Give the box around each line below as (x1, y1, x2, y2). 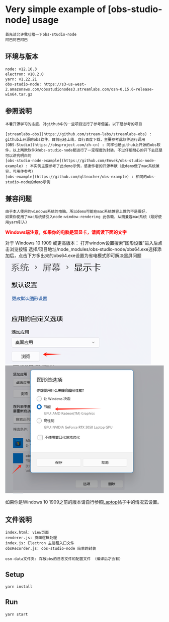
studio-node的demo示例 (5, 179, 51, 185)
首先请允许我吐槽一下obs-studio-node (5, 32, 77, 37)
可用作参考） (12, 169, 36, 174)
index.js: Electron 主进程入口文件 (5, 541, 74, 546)
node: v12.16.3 (5, 67, 37, 72)
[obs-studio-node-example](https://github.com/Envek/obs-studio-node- (5, 158, 156, 163)
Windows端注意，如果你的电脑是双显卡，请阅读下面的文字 (5, 229, 127, 235)
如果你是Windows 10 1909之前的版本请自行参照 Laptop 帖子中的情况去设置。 (5, 499, 162, 505)
